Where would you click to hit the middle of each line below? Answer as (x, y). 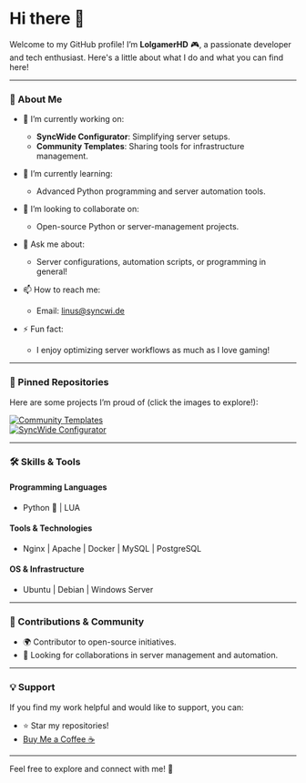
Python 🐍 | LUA (51, 507)
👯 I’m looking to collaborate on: (81, 209)
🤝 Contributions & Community (77, 621)
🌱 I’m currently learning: (67, 174)
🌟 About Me (36, 99)
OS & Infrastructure (47, 569)
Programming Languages (58, 487)
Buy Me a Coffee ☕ (59, 739)
